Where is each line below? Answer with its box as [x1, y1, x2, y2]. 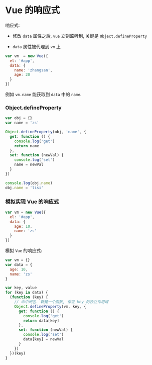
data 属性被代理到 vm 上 [12, 43, 61, 49]
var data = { [5, 262, 33, 267]
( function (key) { [10, 295, 49, 300]
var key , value [5, 285, 37, 291]
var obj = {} [5, 116, 33, 121]
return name [14, 143, 39, 148]
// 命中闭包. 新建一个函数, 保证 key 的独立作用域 [14, 300, 109, 305]
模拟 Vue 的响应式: [5, 247, 43, 254]
